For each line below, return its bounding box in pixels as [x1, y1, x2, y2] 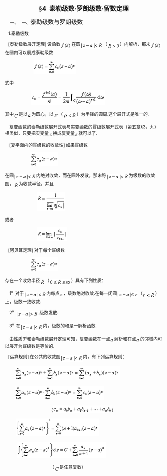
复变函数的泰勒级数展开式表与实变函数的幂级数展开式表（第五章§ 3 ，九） [9, 124, 159, 130]
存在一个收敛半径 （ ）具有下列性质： [5, 278, 106, 283]
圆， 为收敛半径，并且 [5, 181, 54, 186]
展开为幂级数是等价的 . [9, 344, 55, 349]
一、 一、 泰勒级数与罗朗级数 [10, 19, 83, 26]
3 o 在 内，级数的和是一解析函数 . [9, 322, 97, 328]
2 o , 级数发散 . [9, 309, 59, 315]
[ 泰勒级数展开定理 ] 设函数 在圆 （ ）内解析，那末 [8, 42, 151, 47]
